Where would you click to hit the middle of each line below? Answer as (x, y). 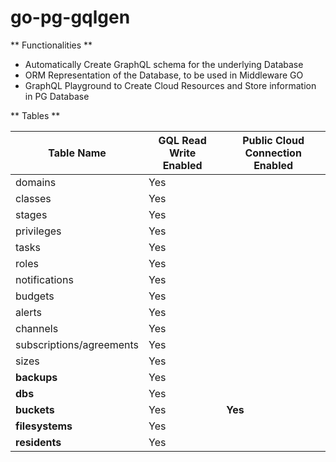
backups (36, 377)
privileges (38, 231)
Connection (273, 153)
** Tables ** (35, 115)
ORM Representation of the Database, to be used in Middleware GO (164, 75)
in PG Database (57, 96)
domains (36, 182)
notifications (44, 279)
